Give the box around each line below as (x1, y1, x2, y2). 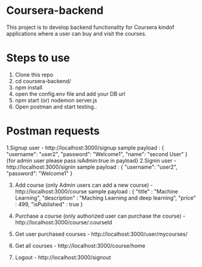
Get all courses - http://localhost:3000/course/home (14, 242, 146, 249)
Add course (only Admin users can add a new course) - (14, 181, 153, 189)
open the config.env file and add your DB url (14, 90, 125, 97)
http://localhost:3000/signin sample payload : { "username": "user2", (6, 163, 178, 171)
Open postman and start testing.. (14, 103, 98, 110)
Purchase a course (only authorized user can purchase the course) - (14, 212, 186, 219)
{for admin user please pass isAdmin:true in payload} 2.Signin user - (6, 157, 177, 164)
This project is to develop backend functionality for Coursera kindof (6, 24, 175, 31)
